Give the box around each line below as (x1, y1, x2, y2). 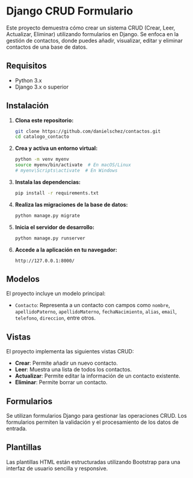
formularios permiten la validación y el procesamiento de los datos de (6, 418, 179, 426)
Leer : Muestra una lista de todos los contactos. (14, 366, 132, 373)
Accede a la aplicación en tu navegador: (14, 246, 117, 253)
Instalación (6, 101, 49, 111)
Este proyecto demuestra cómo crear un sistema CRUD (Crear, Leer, (6, 24, 176, 31)
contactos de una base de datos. (6, 43, 88, 51)
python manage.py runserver (14, 235, 85, 241)
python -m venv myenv (14, 157, 69, 163)
